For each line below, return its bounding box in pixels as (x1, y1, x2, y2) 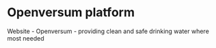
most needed (7, 34, 44, 42)
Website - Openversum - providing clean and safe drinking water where (7, 27, 210, 35)
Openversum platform (7, 5, 135, 20)
